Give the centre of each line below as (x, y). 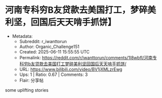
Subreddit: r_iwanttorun (43, 41)
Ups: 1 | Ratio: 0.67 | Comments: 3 (53, 74)
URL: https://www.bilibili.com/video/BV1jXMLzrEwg (71, 69)
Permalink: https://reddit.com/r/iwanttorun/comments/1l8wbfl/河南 (86, 57)
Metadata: (22, 36)
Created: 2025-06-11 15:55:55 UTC (54, 51)
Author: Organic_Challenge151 (49, 47)
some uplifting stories (27, 90)
